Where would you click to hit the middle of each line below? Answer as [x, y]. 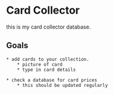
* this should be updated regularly [63, 85]
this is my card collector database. [49, 27]
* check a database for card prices [52, 80]
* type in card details [47, 70]
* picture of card [40, 64]
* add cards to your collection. [48, 59]
